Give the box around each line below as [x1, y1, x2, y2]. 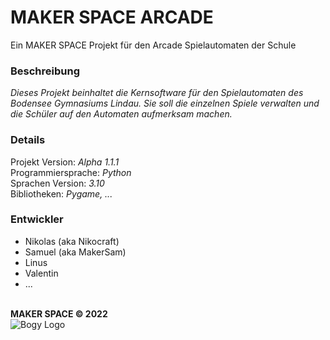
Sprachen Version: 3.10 [10, 177, 105, 189]
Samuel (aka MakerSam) [24, 246, 127, 258]
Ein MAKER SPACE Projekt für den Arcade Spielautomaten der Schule [10, 39, 297, 51]
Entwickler [10, 212, 64, 226]
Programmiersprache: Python [10, 166, 132, 178]
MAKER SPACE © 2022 [10, 307, 108, 320]
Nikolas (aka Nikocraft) [24, 235, 120, 247]
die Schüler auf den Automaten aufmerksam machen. [10, 108, 233, 120]
